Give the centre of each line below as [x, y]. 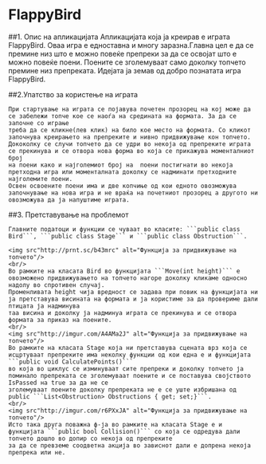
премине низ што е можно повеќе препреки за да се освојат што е [123, 53]
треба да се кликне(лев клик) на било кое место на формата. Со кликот [129, 130]
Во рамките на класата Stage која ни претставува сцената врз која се [128, 348]
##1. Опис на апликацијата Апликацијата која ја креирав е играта [119, 37]
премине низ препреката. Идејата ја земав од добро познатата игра [125, 70]
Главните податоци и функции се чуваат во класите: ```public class [124, 229]
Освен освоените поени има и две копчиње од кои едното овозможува [123, 186]
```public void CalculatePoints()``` [71, 362]
